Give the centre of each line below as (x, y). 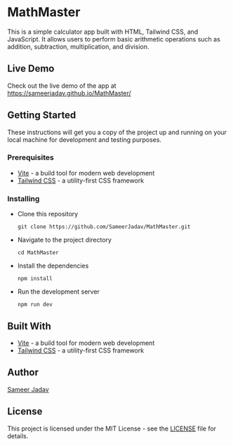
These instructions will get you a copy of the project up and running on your (117, 132)
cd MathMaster (38, 253)
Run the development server (59, 291)
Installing (24, 199)
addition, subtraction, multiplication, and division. (78, 46)
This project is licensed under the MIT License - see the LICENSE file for (112, 428)
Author (23, 373)
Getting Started (42, 116)
